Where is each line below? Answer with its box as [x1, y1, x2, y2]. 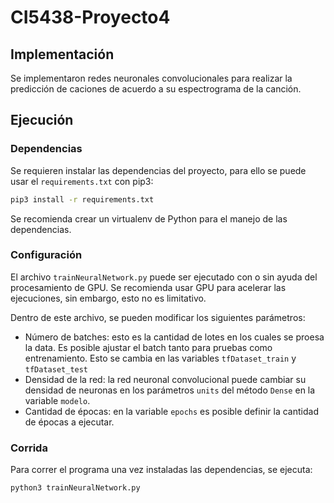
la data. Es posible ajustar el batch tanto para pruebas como [24, 341, 273, 353]
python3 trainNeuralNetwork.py [10, 483, 141, 493]
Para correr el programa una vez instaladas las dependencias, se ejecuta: [10, 464, 313, 476]
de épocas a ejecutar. [24, 416, 115, 428]
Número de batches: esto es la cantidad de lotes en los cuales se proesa [24, 331, 325, 343]
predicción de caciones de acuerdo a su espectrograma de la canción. [10, 83, 302, 95]
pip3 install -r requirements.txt [10, 194, 155, 205]
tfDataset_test [24, 364, 89, 375]
